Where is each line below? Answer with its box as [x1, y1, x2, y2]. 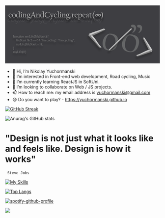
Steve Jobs [7, 170, 29, 175]
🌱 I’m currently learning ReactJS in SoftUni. [12, 79, 100, 84]
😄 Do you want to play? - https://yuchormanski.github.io [12, 97, 128, 102]
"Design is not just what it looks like [5, 133, 154, 144]
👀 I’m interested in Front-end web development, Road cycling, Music [12, 74, 151, 79]
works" [5, 154, 36, 165]
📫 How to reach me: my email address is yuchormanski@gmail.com [12, 89, 151, 95]
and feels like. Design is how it [5, 143, 131, 155]
